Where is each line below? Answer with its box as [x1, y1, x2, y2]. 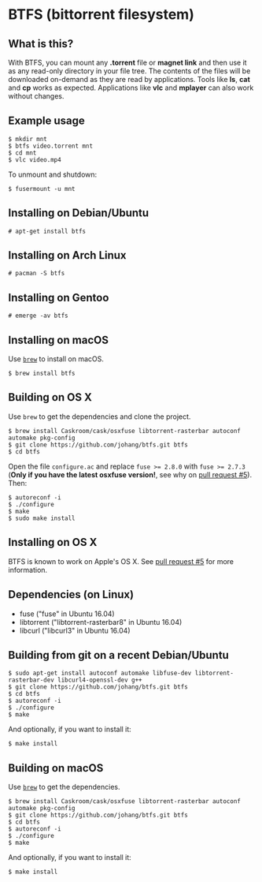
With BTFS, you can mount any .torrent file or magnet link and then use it [8, 58, 247, 67]
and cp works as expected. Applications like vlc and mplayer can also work [8, 83, 254, 92]
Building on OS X [8, 391, 92, 404]
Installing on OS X [8, 536, 98, 549]
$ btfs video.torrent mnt [8, 142, 93, 150]
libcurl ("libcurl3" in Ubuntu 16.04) [19, 626, 131, 635]
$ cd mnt [8, 148, 37, 157]
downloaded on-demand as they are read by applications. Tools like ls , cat [8, 75, 250, 84]
